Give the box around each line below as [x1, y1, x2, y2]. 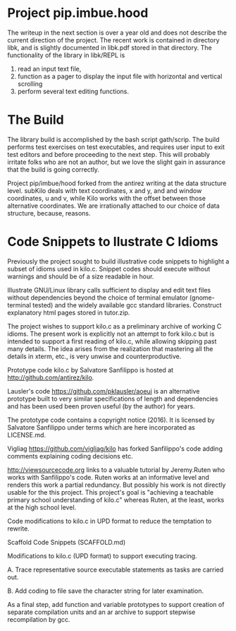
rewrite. [7, 524, 30, 533]
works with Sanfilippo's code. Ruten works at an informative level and [7, 473, 209, 481]
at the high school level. [7, 503, 77, 512]
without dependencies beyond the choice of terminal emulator [7, 293, 188, 302]
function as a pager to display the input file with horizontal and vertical [17, 72, 223, 81]
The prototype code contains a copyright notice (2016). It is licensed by [7, 415, 215, 424]
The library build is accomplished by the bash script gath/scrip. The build [7, 135, 220, 143]
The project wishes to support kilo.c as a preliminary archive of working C [7, 322, 222, 330]
